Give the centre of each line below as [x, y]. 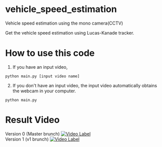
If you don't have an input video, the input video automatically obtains [85, 85]
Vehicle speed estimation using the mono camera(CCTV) [64, 23]
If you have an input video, [40, 67]
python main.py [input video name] [43, 76]
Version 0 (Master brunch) [33, 133]
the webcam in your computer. [44, 91]
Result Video [32, 120]
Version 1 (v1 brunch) [27, 139]
